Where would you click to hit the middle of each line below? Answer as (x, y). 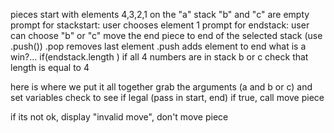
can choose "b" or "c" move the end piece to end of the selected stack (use (166, 35)
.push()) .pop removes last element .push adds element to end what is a (158, 46)
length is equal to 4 (50, 67)
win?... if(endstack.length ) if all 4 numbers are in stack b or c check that (159, 57)
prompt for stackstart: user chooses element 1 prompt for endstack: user (160, 25)
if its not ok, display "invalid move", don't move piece (119, 117)
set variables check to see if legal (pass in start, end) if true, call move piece (167, 97)
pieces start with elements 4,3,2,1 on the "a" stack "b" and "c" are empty (160, 14)
